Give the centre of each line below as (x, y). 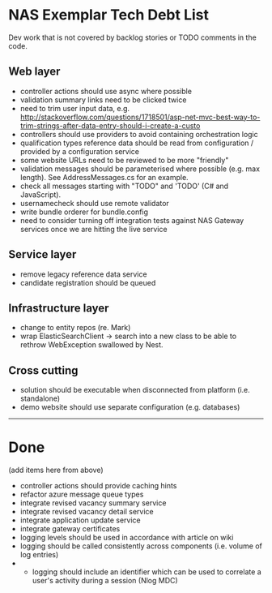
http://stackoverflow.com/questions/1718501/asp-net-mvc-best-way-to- (140, 117)
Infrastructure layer (59, 308)
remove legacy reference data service (83, 274)
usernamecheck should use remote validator (95, 203)
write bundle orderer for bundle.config (84, 212)
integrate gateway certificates (70, 529)
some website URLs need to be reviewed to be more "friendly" (124, 160)
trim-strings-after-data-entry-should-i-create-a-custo (110, 125)
